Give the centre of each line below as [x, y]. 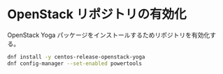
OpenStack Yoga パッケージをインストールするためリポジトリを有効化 [109, 35]
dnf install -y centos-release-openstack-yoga [76, 57]
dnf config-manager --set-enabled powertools [74, 64]
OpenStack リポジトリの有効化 [97, 14]
